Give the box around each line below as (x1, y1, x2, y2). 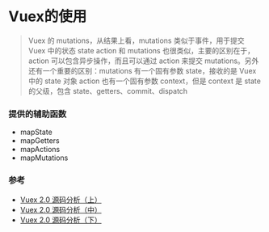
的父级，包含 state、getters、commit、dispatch (27, 86, 188, 95)
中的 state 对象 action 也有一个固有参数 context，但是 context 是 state (27, 76, 261, 86)
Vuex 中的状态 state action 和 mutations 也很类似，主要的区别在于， (27, 45, 254, 55)
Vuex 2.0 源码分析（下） (19, 215, 103, 225)
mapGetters (19, 136, 60, 146)
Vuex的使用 (8, 7, 87, 26)
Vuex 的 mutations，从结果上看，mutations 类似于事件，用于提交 (27, 36, 245, 45)
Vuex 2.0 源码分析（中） (19, 205, 103, 214)
